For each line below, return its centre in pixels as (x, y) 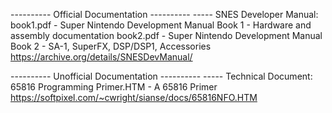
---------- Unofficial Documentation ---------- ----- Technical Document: (161, 76)
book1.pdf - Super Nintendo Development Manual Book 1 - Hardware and (161, 25)
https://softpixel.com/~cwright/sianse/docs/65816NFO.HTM (134, 97)
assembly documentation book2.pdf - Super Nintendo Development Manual (166, 35)
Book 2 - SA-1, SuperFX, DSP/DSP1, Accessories (111, 46)
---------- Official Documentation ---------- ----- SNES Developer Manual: (164, 14)
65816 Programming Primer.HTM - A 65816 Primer (114, 87)
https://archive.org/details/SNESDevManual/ (101, 57)
